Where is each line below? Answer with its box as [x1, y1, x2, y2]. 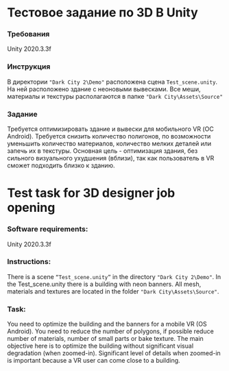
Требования [7, 29, 50, 39]
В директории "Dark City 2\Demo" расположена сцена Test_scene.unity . [7, 77, 218, 86]
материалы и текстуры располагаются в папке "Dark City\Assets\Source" [7, 92, 223, 100]
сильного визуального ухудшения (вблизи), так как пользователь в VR [7, 154, 215, 163]
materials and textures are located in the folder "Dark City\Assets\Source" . [7, 287, 219, 296]
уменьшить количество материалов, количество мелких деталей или [7, 139, 212, 148]
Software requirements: [7, 224, 88, 234]
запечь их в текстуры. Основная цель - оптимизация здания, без [7, 147, 198, 155]
